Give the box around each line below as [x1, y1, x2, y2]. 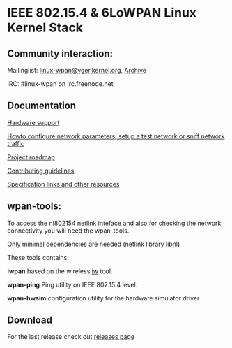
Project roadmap [7, 152, 56, 161]
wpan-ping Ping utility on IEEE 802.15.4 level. [7, 280, 138, 289]
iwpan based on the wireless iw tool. [7, 267, 113, 275]
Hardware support [7, 118, 60, 126]
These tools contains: [7, 253, 70, 261]
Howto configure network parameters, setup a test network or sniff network [7, 131, 225, 140]
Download [7, 314, 52, 326]
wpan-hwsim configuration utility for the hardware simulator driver [7, 293, 200, 302]
